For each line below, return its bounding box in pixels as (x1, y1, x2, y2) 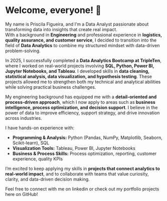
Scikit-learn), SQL (12, 140, 49, 146)
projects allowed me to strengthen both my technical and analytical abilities (5, 79, 161, 85)
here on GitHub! (5, 191, 38, 197)
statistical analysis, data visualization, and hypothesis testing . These (5, 73, 152, 79)
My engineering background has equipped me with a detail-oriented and (5, 94, 157, 100)
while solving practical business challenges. (5, 84, 96, 90)
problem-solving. (5, 48, 41, 54)
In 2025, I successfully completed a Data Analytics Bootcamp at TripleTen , (5, 57, 161, 63)
